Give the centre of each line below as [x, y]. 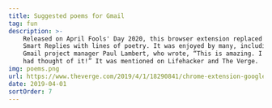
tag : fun [23, 24]
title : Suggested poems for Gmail [67, 16]
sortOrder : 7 [30, 91]
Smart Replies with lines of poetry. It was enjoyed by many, [130, 46]
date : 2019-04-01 [38, 84]
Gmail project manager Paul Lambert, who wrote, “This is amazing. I [143, 54]
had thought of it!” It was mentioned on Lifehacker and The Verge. [141, 62]
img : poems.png [34, 69]
